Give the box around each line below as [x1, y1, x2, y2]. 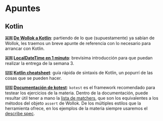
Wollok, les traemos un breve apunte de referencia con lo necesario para [5, 41, 151, 46]
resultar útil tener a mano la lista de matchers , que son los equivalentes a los [5, 95, 159, 101]
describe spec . [5, 111, 35, 116]
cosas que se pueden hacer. [5, 76, 62, 81]
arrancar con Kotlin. [5, 45, 45, 51]
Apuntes [5, 3, 40, 14]
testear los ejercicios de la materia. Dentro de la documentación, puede [5, 90, 148, 96]
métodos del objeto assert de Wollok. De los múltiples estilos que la [5, 100, 141, 106]
